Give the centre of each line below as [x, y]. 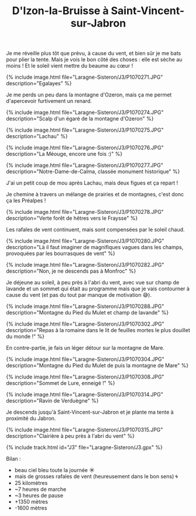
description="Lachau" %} [37, 136]
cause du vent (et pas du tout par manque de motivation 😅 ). [79, 295]
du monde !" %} [25, 337]
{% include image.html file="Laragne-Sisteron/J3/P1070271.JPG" [85, 77]
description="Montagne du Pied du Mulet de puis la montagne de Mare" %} [97, 366]
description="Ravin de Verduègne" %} [52, 401]
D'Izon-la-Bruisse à [61, 11]
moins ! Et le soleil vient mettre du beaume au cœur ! [70, 66]
